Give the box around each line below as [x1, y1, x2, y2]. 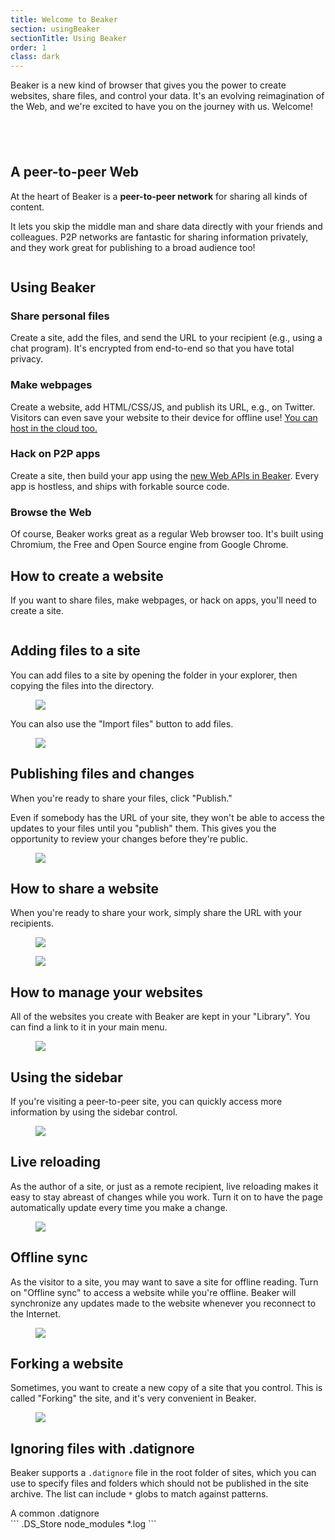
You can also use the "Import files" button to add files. [10, 717, 234, 730]
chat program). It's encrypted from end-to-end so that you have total [10, 342, 295, 355]
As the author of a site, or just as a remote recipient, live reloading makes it [10, 1180, 319, 1192]
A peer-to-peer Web [10, 164, 139, 181]
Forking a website [10, 1356, 124, 1373]
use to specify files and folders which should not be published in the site [10, 1477, 309, 1490]
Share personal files [10, 309, 110, 323]
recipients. [10, 917, 54, 930]
